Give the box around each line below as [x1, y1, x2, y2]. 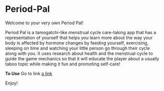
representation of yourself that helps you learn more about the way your [5, 35, 153, 41]
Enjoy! [5, 80, 18, 86]
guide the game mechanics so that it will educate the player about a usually [5, 55, 160, 61]
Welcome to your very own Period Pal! [5, 20, 83, 26]
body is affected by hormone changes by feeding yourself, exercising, [5, 40, 149, 45]
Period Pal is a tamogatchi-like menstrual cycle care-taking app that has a [5, 29, 157, 35]
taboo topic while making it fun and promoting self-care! [5, 61, 121, 67]
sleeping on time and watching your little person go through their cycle [5, 45, 150, 51]
